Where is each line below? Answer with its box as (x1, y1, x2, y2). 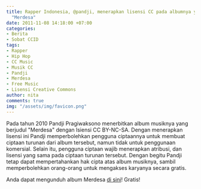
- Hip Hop (6, 53, 31, 59)
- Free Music (6, 81, 39, 87)
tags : (6, 42, 20, 48)
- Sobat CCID (6, 36, 39, 42)
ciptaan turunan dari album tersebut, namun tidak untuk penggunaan (6, 139, 176, 146)
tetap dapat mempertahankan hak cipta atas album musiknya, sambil (6, 158, 176, 165)
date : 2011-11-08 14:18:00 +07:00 (6, 20, 93, 26)
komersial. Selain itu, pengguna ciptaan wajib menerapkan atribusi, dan (6, 145, 182, 153)
